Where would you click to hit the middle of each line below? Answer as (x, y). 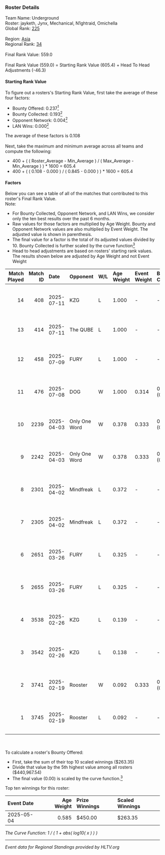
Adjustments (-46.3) (26, 70)
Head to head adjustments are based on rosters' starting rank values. (82, 251)
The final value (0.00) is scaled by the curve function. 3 (67, 778)
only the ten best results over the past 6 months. (61, 219)
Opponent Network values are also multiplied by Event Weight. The (80, 229)
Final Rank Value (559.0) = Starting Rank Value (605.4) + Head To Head (77, 65)
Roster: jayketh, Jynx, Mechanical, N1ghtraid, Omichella (61, 23)
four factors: (18, 98)
